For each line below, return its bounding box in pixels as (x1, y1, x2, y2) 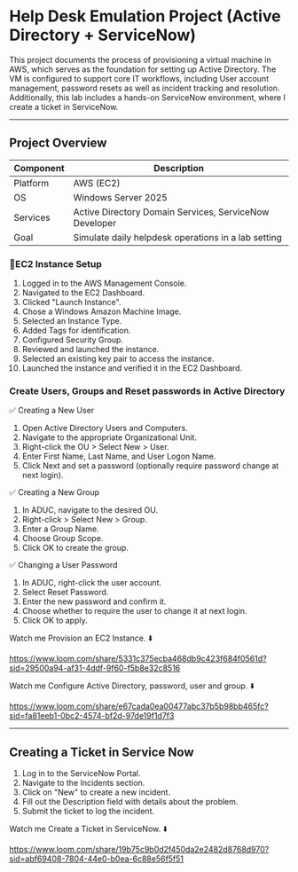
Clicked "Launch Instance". (21, 297, 122, 308)
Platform (13, 177, 50, 189)
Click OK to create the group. (21, 543, 129, 554)
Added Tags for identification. (21, 326, 131, 336)
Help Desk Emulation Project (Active (9, 6, 281, 27)
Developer (73, 216, 117, 229)
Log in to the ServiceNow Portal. (21, 768, 141, 779)
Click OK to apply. (21, 615, 88, 626)
